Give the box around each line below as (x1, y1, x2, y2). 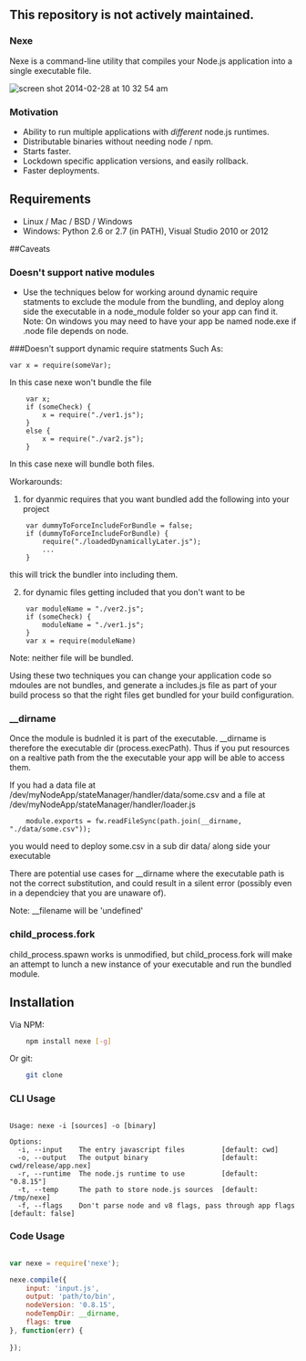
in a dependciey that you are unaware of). (9, 887, 167, 898)
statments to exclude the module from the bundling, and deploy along (22, 297, 284, 308)
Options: (9, 1136, 43, 1146)
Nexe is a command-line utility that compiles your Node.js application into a (9, 55, 293, 67)
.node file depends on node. (22, 326, 129, 337)
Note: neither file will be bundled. (9, 653, 134, 664)
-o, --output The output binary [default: (17, 1153, 259, 1162)
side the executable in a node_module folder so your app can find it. (22, 306, 279, 318)
